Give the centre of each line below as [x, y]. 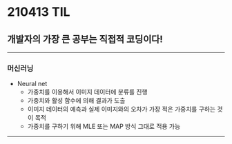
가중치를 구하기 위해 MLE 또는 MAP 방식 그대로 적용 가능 [104, 126]
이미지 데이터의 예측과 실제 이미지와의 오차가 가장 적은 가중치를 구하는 [122, 109]
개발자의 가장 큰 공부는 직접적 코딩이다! [85, 39]
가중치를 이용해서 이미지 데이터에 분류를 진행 [87, 92]
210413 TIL [39, 12]
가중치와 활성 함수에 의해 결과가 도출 [76, 101]
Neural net [32, 84]
